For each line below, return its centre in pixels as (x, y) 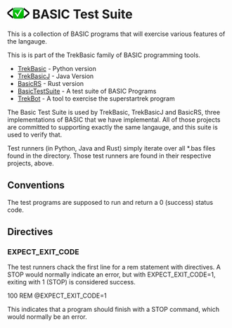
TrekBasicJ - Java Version (56, 76)
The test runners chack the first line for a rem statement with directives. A (114, 267)
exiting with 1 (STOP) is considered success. (71, 282)
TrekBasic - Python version (57, 68)
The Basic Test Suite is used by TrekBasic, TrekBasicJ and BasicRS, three (114, 112)
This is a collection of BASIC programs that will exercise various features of (116, 34)
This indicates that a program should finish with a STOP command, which (114, 310)
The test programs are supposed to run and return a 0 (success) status (110, 202)
